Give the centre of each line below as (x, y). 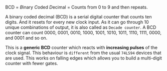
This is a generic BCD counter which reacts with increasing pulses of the (81, 47)
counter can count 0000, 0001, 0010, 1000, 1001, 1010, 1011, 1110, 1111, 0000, (83, 33)
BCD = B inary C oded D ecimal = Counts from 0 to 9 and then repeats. (76, 7)
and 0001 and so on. (26, 38)
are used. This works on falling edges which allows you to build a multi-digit (83, 58)
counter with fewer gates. (32, 63)
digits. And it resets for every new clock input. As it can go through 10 (77, 22)
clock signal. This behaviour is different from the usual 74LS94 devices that (83, 53)
